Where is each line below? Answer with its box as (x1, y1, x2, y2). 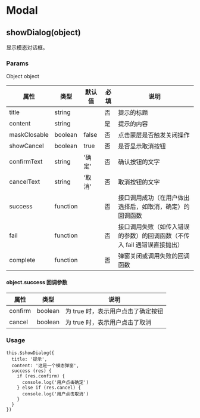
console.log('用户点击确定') (21, 379, 89, 385)
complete (9, 256, 36, 265)
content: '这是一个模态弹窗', (11, 362, 79, 368)
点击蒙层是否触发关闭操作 (118, 131, 190, 139)
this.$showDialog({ (6, 350, 55, 356)
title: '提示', (11, 356, 48, 362)
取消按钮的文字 (118, 178, 160, 186)
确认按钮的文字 (118, 158, 160, 166)
